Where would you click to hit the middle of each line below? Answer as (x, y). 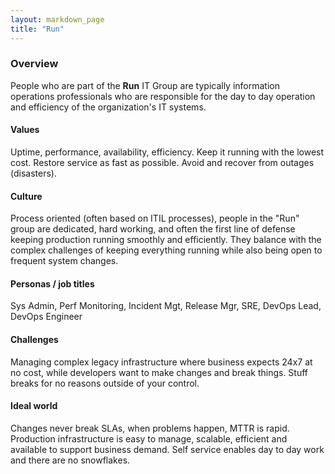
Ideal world (34, 406)
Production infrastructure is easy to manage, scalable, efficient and (149, 438)
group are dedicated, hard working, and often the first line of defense (153, 229)
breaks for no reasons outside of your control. (105, 383)
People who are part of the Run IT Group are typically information (145, 85)
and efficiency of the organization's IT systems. (108, 107)
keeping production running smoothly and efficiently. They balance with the (166, 240)
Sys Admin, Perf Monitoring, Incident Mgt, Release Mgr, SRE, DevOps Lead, (166, 306)
